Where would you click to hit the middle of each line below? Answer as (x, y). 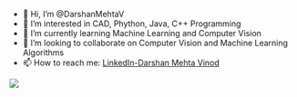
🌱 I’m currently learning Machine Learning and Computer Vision (142, 33)
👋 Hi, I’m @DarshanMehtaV (73, 14)
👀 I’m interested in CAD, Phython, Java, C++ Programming (132, 24)
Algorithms (43, 53)
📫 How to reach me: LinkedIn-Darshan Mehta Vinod (121, 63)
